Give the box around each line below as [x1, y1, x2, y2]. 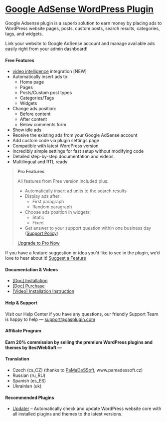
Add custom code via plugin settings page [12, 138, 100, 144]
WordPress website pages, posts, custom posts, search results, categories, [5, 25, 160, 31]
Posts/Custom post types [19, 90, 72, 96]
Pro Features [17, 169, 45, 175]
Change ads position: [12, 106, 56, 112]
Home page [19, 79, 44, 85]
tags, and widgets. [5, 31, 43, 37]
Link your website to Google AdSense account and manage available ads [5, 40, 155, 46]
